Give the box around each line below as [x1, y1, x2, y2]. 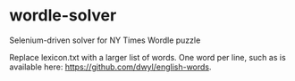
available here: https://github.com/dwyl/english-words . [9, 61, 212, 72]
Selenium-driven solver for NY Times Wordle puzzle [9, 35, 201, 45]
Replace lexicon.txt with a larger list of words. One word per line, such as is [9, 52, 286, 62]
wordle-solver [9, 5, 117, 26]
